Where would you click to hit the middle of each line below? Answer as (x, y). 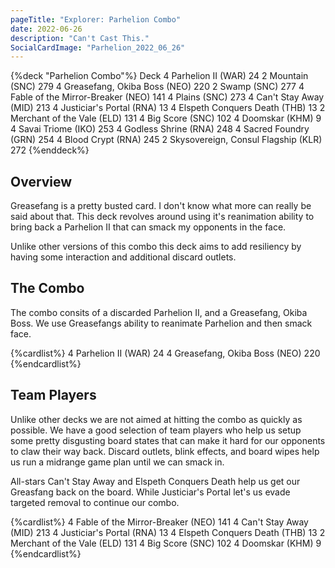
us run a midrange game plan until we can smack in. (117, 462)
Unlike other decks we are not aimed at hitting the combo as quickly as (156, 419)
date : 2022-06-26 (46, 29)
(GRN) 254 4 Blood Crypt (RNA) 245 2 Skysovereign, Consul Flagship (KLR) (166, 140)
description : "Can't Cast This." (80, 38)
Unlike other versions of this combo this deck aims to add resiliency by (156, 247)
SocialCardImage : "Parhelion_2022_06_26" (98, 47)
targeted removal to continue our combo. (95, 502)
